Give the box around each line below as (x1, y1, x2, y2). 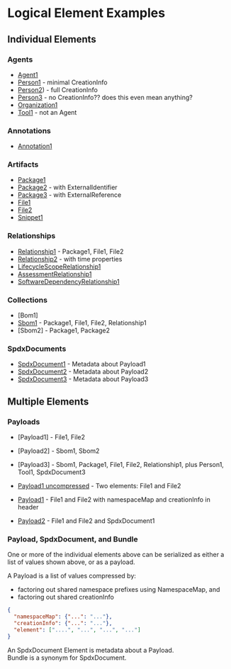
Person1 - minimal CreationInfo (17, 78, 108, 86)
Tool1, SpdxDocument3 (17, 468, 86, 476)
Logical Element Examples (7, 5, 165, 21)
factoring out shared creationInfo (17, 593, 115, 602)
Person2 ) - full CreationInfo (17, 85, 98, 94)
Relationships (7, 231, 56, 241)
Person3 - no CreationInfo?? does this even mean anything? (17, 93, 193, 101)
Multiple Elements (7, 395, 89, 407)
